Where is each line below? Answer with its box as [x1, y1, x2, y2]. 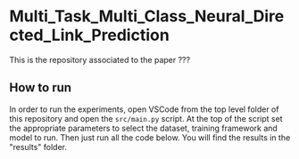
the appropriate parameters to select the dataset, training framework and [9, 123, 278, 133]
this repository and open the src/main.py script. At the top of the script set [9, 113, 283, 123]
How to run [9, 80, 72, 95]
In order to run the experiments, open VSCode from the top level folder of [9, 104, 279, 115]
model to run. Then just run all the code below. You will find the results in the [9, 131, 291, 143]
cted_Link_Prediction [9, 25, 170, 45]
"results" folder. [9, 141, 67, 152]
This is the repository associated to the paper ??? [9, 54, 190, 65]
